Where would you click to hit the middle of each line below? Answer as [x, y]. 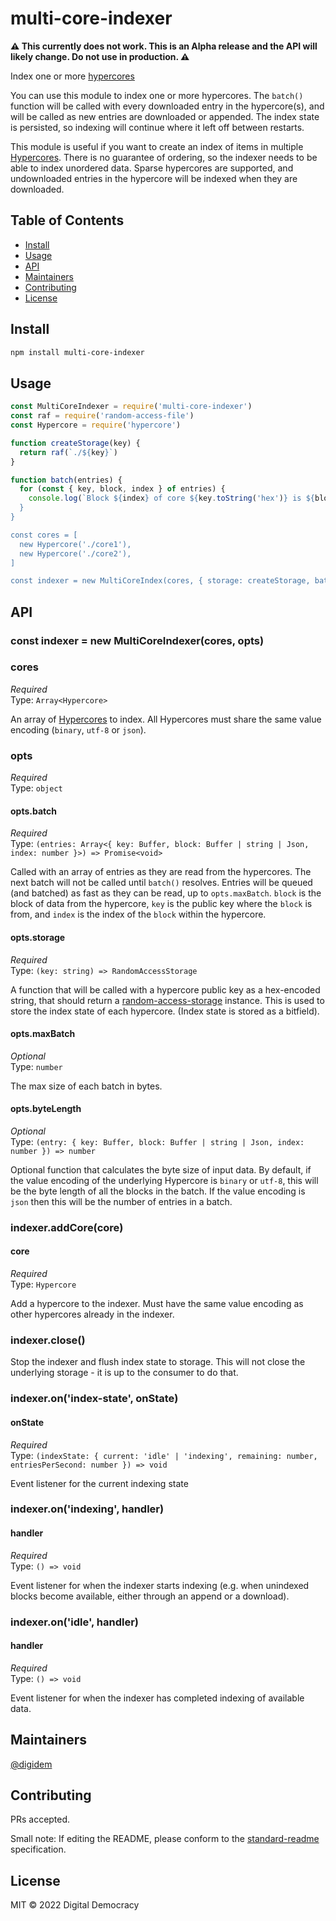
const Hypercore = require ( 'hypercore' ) [96, 425]
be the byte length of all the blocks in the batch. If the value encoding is [158, 1191]
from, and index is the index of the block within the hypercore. [138, 914]
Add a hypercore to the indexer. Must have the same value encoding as [157, 1304]
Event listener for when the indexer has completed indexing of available [157, 1698]
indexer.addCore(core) [67, 1227]
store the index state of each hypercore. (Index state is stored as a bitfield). [165, 1011]
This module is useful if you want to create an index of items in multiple [157, 146]
